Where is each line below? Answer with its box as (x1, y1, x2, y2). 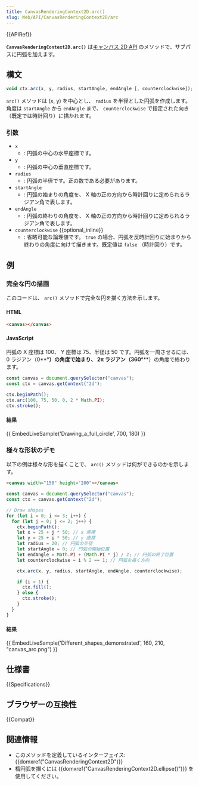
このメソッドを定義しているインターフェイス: (14, 752, 126, 759)
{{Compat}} (6, 716, 35, 723)
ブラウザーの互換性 (6, 700, 77, 710)
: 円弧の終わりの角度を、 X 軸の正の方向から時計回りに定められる (23, 213, 185, 220)
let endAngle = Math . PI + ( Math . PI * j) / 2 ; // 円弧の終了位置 (17, 552, 174, 558)
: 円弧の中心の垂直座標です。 (23, 164, 95, 171)
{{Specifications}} (6, 681, 51, 688)
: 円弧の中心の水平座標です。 (23, 150, 95, 157)
